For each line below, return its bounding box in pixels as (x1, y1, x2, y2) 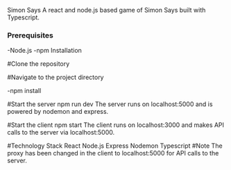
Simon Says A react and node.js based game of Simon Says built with (7, 6, 206, 14)
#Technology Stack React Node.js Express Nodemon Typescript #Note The (7, 142, 223, 150)
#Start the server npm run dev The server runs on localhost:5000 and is (7, 100, 213, 108)
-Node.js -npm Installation (7, 46, 82, 55)
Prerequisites (7, 31, 53, 40)
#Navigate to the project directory (7, 73, 104, 82)
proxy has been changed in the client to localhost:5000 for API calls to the (7, 149, 219, 158)
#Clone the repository (7, 60, 70, 68)
